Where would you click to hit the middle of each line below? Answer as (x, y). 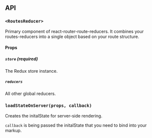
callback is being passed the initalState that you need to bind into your (76, 125)
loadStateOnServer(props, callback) (48, 106)
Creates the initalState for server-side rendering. (54, 116)
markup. (13, 130)
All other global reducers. (30, 94)
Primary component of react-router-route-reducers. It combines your (74, 31)
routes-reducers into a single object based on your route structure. (72, 37)
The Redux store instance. (31, 71)
